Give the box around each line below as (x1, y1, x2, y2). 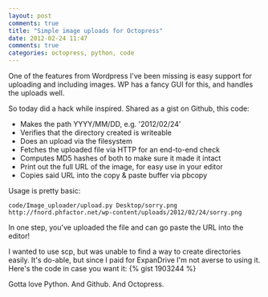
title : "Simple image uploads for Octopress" (8, 26, 163, 35)
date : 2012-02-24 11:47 (8, 34, 88, 43)
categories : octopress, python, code (8, 49, 135, 57)
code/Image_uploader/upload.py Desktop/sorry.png (8, 201, 178, 210)
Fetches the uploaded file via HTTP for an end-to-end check (19, 145, 221, 154)
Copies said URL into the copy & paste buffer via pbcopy (19, 170, 208, 180)
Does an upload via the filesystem (19, 136, 132, 145)
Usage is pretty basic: (8, 186, 81, 195)
